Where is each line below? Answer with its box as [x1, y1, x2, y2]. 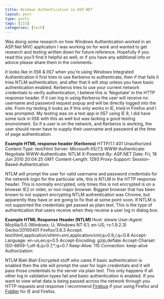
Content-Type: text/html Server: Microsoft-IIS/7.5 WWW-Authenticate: [5, 146, 145, 152]
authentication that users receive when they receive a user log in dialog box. [5, 207, 159, 213]
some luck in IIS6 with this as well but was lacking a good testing [5, 116, 136, 122]
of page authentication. [5, 131, 52, 137]
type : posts [5, 16, 29, 21]
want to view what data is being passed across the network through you [5, 278, 150, 284]
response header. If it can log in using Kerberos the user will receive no [5, 95, 148, 101]
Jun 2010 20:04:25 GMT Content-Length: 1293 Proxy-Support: [5, 156, 131, 162]
